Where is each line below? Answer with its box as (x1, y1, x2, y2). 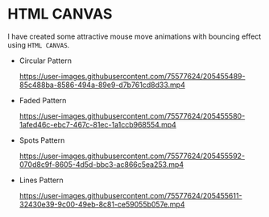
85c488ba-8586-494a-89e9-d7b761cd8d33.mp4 (19, 80, 186, 90)
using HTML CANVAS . (7, 40, 70, 49)
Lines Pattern (19, 175, 64, 185)
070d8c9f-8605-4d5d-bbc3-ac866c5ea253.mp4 (19, 159, 184, 169)
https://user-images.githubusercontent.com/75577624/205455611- (19, 190, 242, 200)
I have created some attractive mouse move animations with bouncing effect (7, 31, 262, 41)
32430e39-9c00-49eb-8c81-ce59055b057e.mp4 (19, 199, 185, 209)
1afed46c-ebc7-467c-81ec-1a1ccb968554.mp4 (19, 119, 176, 129)
